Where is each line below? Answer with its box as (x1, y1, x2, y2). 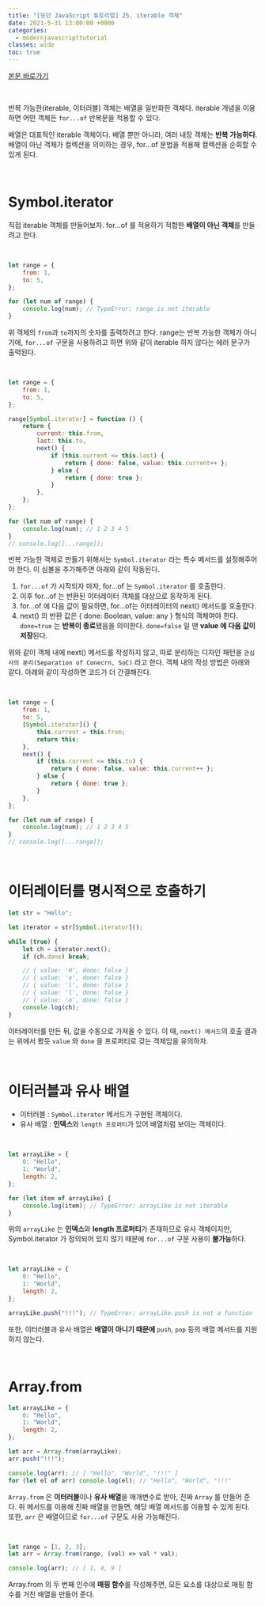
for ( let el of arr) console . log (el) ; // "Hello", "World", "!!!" (8, 1476, 232, 1484)
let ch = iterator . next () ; (22, 945, 112, 953)
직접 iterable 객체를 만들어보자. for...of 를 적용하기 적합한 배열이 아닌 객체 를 (8, 220, 241, 229)
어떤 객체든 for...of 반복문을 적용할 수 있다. (22, 113, 161, 123)
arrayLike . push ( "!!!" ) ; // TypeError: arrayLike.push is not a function (8, 1309, 253, 1317)
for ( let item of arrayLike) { (8, 1194, 112, 1203)
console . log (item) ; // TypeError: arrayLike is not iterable (22, 1202, 228, 1210)
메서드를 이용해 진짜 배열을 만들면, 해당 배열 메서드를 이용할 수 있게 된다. (26, 1502, 251, 1511)
